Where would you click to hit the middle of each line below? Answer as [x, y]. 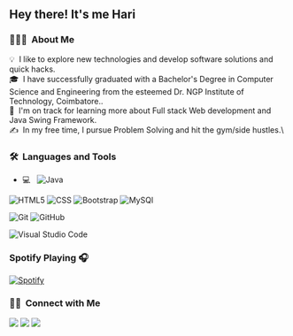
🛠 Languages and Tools [63, 157]
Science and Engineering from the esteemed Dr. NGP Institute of [127, 91]
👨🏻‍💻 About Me [42, 40]
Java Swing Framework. [53, 119]
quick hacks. [32, 69]
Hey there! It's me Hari [72, 15]
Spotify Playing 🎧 [49, 257]
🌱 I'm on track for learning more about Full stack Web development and [140, 111]
